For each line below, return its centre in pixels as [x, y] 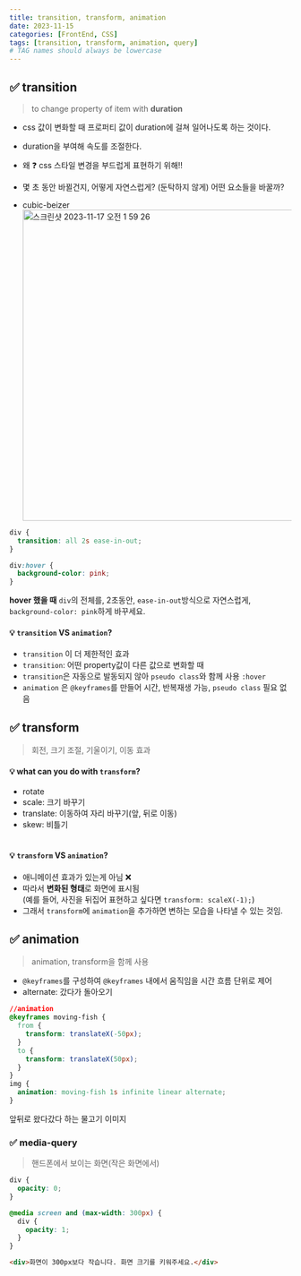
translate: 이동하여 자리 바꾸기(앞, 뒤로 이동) [99, 814]
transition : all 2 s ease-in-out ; [80, 541]
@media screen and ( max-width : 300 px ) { [86, 1213]
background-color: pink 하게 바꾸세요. [77, 612]
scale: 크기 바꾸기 [54, 802]
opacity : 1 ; [47, 1229]
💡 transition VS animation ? [61, 632]
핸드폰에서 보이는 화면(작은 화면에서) [95, 1163]
